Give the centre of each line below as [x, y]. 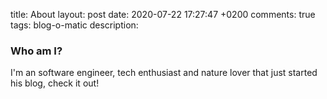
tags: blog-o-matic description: [74, 25]
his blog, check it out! [55, 83]
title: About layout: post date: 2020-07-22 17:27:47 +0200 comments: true [163, 14]
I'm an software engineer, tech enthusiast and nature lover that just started [164, 73]
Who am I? [36, 51]
